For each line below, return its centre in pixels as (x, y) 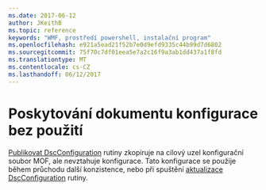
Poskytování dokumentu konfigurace (133, 114)
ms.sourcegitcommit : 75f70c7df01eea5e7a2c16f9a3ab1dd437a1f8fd (115, 52)
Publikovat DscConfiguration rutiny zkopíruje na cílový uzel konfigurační (126, 152)
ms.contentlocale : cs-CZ (49, 67)
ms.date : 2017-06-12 (42, 15)
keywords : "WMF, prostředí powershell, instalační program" (110, 38)
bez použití (46, 130)
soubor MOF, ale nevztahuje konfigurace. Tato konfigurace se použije (122, 161)
